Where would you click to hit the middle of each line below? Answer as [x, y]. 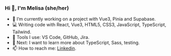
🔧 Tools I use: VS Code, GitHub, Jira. [51, 37]
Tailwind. [22, 32]
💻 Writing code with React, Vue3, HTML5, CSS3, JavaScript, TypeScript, [89, 25]
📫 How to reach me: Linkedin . [44, 48]
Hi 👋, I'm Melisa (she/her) [37, 8]
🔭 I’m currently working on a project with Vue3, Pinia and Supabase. [84, 19]
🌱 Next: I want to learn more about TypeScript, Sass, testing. [76, 43]
